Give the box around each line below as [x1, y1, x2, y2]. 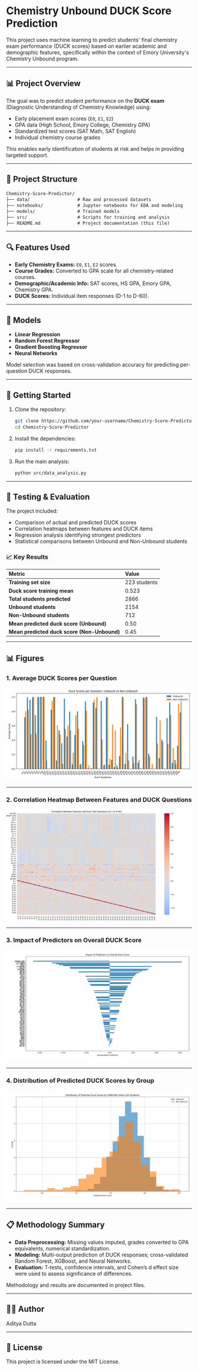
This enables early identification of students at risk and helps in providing [6, 145, 184, 152]
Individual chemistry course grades [14, 134, 101, 141]
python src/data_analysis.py [14, 470, 87, 476]
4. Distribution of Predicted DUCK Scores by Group [6, 1076, 154, 1084]
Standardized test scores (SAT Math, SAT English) [14, 127, 137, 134]
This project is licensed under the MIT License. [6, 1358, 120, 1365]
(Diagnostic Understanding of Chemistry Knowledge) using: [6, 103, 151, 111]
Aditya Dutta [6, 1320, 37, 1327]
